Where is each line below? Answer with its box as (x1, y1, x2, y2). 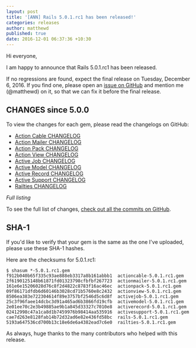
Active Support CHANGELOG (14, 176, 86, 183)
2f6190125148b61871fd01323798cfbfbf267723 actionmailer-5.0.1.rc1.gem (6, 278, 187, 284)
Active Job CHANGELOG (14, 157, 76, 165)
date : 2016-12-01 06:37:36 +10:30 (6, 36, 92, 42)
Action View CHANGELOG (14, 151, 79, 158)
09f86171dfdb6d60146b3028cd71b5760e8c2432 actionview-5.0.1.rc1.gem (6, 288, 182, 294)
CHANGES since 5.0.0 (6, 105, 89, 115)
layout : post (6, 8, 38, 15)
